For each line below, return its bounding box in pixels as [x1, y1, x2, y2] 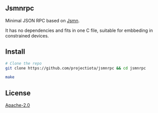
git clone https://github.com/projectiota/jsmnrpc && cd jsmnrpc [5, 65, 146, 70]
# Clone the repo [5, 61, 42, 66]
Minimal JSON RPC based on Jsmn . [5, 17, 80, 23]
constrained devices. [5, 32, 49, 39]
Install [5, 48, 25, 56]
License [5, 89, 31, 97]
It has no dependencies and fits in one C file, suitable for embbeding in [5, 27, 153, 33]
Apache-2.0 [5, 102, 30, 108]
